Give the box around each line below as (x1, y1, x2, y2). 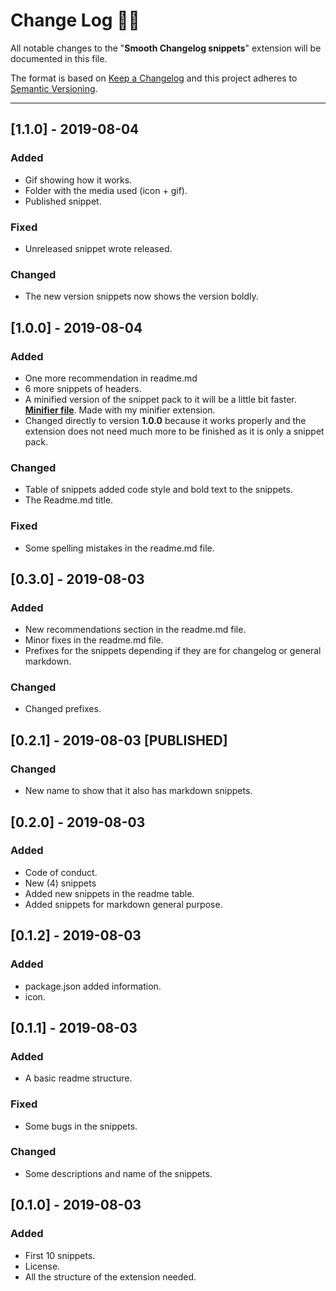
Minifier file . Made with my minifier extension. (24, 404, 216, 416)
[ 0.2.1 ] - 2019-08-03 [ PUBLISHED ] (10, 732, 228, 749)
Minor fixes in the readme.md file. (24, 634, 164, 646)
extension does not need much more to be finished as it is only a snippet (24, 425, 325, 437)
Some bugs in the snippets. (24, 1120, 138, 1132)
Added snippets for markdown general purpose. (24, 898, 223, 910)
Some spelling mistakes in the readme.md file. (24, 542, 215, 554)
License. (24, 1260, 61, 1272)
